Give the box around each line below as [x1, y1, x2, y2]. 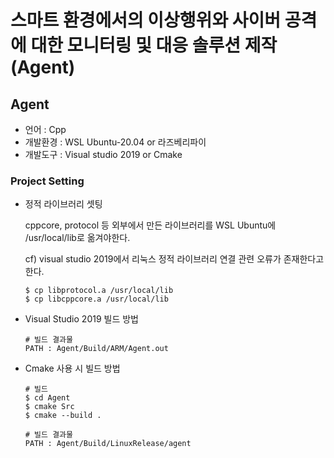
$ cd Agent [24, 393, 71, 403]
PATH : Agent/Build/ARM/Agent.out [24, 344, 169, 354]
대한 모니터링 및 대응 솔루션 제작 [30, 34, 278, 57]
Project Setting [10, 174, 85, 188]
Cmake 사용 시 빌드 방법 [24, 362, 121, 375]
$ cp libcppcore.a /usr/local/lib [24, 294, 169, 305]
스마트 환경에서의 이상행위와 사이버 [10, 9, 282, 32]
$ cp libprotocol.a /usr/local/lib [24, 286, 174, 296]
